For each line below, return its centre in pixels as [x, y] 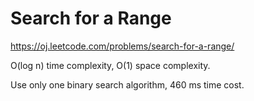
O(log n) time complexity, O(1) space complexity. [110, 65]
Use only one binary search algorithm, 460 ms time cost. [127, 84]
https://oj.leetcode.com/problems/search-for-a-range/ [122, 46]
